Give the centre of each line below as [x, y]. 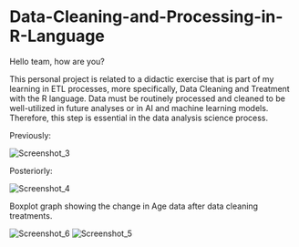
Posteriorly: [31, 170]
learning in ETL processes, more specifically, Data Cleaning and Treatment [149, 88]
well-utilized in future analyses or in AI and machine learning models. [139, 108]
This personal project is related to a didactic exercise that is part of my [142, 78]
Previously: [31, 135]
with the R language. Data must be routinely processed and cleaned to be [147, 98]
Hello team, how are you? [57, 61]
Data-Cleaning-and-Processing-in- [146, 17]
